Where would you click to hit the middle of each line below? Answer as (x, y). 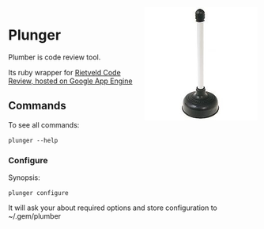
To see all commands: (44, 124)
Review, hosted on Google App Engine (70, 81)
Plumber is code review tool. (55, 57)
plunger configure (38, 193)
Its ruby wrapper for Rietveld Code (64, 72)
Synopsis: (25, 177)
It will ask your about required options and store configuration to (113, 208)
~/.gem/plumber (35, 216)
